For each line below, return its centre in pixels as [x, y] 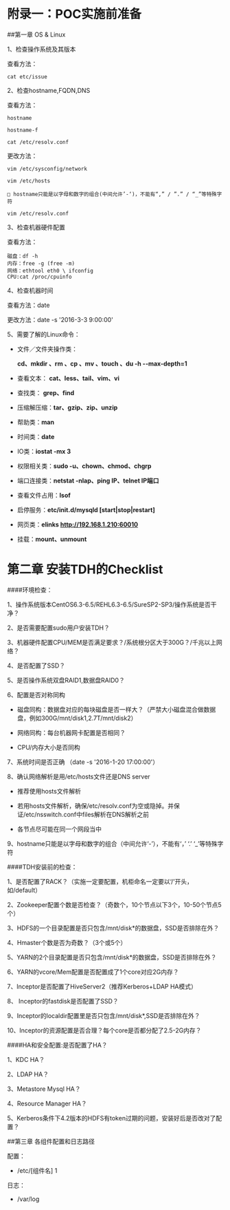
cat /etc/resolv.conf [38, 142]
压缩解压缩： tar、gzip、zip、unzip [67, 407]
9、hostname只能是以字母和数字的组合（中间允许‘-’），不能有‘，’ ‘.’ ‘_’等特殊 [112, 843]
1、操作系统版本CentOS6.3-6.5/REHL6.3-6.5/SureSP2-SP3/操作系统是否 [109, 604]
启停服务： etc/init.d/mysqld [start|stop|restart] [86, 509]
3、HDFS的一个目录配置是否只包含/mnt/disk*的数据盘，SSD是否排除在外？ [113, 928]
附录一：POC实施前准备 [74, 14]
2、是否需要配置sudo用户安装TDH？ [58, 628]
